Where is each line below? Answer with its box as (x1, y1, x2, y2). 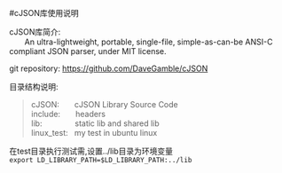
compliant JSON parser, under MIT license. (9, 46, 167, 56)
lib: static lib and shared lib (30, 118, 160, 129)
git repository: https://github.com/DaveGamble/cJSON (9, 63, 208, 74)
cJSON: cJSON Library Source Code (30, 99, 179, 109)
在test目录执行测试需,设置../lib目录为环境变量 (9, 145, 174, 156)
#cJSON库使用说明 (9, 8, 80, 18)
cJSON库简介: (9, 27, 61, 37)
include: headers (30, 109, 106, 119)
